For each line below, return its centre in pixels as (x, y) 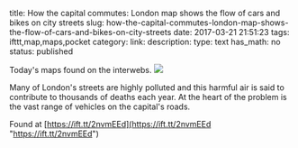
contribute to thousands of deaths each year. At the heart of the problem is (148, 97)
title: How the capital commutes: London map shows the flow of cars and (145, 13)
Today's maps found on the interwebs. (81, 70)
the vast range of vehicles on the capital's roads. (100, 106)
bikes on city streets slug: (57, 23)
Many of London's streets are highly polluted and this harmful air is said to (147, 88)
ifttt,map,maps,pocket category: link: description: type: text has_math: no (145, 42)
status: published (41, 51)
